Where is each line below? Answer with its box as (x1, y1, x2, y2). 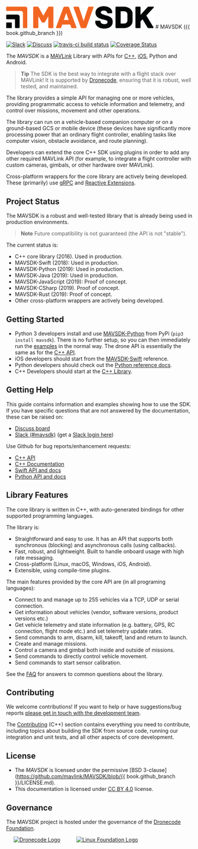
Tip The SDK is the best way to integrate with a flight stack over (20, 71, 176, 78)
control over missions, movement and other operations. (6, 107, 141, 114)
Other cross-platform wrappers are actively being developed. (14, 297, 164, 304)
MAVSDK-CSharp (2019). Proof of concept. (14, 285, 120, 292)
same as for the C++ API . (14, 349, 77, 356)
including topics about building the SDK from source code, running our (6, 727, 178, 735)
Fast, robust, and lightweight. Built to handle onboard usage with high (14, 548, 184, 555)
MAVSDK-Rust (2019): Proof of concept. (14, 291, 112, 298)
